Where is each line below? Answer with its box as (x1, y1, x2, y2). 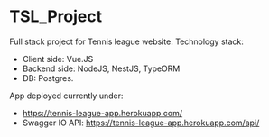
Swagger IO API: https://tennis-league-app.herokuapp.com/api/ (22, 117, 260, 128)
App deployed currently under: (9, 90, 124, 101)
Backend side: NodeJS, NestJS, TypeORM (22, 63, 181, 74)
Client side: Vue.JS (22, 53, 94, 64)
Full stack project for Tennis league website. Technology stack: (9, 36, 244, 47)
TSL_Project (9, 6, 103, 27)
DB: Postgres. (22, 72, 74, 83)
